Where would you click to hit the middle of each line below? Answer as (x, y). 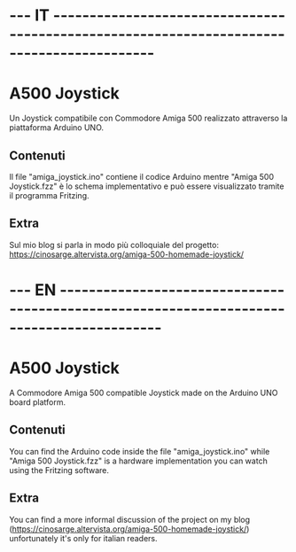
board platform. (38, 402)
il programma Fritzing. (50, 195)
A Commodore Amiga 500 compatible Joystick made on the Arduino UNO (144, 393)
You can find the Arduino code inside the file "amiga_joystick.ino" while (140, 451)
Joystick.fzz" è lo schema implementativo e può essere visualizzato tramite (147, 186)
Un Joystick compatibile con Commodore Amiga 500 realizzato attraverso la (148, 118)
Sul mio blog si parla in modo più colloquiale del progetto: (114, 245)
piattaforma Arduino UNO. (57, 128)
